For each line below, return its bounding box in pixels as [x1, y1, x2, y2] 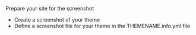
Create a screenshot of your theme [14, 16, 100, 23]
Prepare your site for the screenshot [5, 5, 94, 12]
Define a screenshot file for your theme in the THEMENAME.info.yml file [14, 23, 191, 29]
